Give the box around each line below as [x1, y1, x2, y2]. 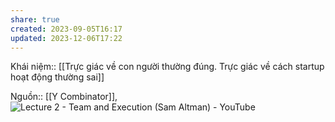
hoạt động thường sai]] [10, 71, 105, 83]
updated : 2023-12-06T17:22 [10, 33, 123, 43]
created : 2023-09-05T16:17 [10, 24, 123, 34]
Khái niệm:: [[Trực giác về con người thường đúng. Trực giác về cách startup [10, 61, 325, 73]
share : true [10, 14, 60, 25]
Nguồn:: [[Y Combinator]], [10, 91, 118, 103]
